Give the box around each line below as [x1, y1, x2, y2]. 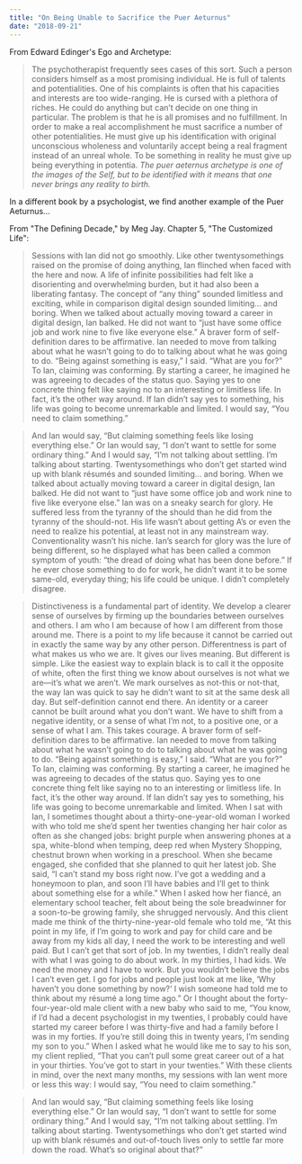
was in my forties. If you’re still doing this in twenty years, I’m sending [31, 1031, 289, 1042]
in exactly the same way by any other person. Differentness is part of [31, 638, 288, 649]
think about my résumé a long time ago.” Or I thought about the [31, 992, 265, 1004]
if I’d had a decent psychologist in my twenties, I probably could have [31, 1012, 289, 1023]
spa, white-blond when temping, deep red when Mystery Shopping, [31, 839, 282, 851]
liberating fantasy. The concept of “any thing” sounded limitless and [31, 288, 283, 299]
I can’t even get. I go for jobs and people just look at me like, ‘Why [31, 973, 276, 984]
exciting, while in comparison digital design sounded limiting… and [31, 298, 279, 309]
